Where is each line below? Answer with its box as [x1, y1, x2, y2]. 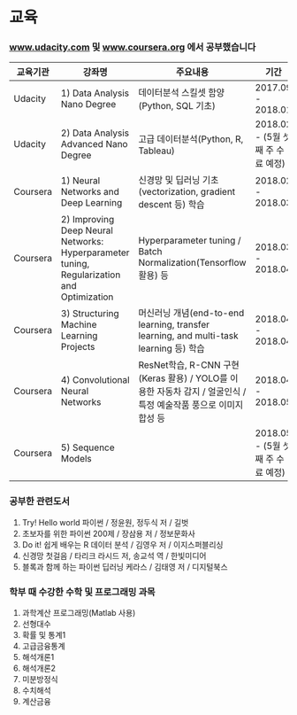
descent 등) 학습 [138, 198, 205, 211]
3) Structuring [60, 307, 119, 320]
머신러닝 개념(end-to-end [138, 307, 245, 319]
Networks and [60, 186, 119, 198]
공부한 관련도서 [9, 495, 71, 508]
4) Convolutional [60, 374, 130, 386]
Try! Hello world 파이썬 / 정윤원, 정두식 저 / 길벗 [21, 517, 189, 527]
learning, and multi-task [138, 330, 239, 342]
